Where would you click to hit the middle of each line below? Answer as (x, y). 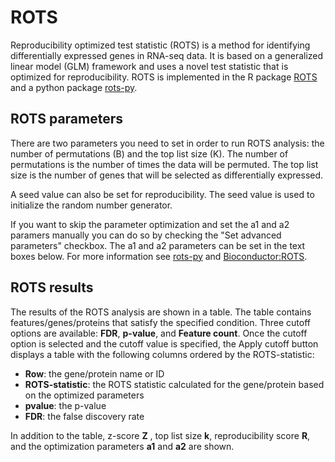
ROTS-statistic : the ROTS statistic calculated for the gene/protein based (174, 384)
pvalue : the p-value (65, 405)
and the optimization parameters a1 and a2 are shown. (122, 446)
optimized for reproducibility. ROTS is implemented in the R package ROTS (164, 77)
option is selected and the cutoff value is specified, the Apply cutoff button (164, 343)
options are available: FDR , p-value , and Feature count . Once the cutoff (159, 333)
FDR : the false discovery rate (84, 416)
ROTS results (52, 287)
